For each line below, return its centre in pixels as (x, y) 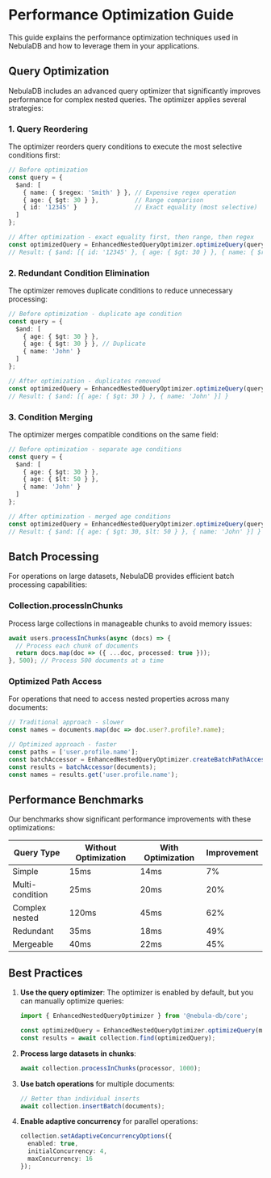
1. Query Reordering (48, 129)
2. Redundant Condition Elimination (79, 272)
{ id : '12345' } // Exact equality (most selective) (140, 208)
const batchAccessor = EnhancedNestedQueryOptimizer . (101, 759)
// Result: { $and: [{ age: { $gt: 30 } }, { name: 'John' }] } (119, 396)
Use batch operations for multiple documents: (97, 1083)
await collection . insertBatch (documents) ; (92, 1106)
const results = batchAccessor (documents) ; (83, 767)
